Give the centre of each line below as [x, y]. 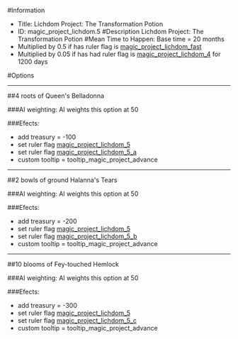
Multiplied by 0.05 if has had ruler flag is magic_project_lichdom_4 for [119, 54]
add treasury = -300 [47, 305]
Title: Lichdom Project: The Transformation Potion [90, 24]
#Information [26, 10]
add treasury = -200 [47, 221]
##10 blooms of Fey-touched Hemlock [63, 264]
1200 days [33, 62]
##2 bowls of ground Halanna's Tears [62, 180]
